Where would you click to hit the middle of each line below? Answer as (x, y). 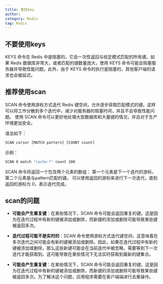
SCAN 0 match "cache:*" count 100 (40, 162)
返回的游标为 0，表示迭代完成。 (37, 184)
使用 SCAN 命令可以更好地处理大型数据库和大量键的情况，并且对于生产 (86, 117)
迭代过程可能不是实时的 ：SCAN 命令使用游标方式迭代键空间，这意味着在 (85, 236)
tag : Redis (16, 23)
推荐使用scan (26, 92)
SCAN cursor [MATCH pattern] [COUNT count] (50, 142)
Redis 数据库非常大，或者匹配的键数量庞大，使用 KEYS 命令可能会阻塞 (81, 63)
